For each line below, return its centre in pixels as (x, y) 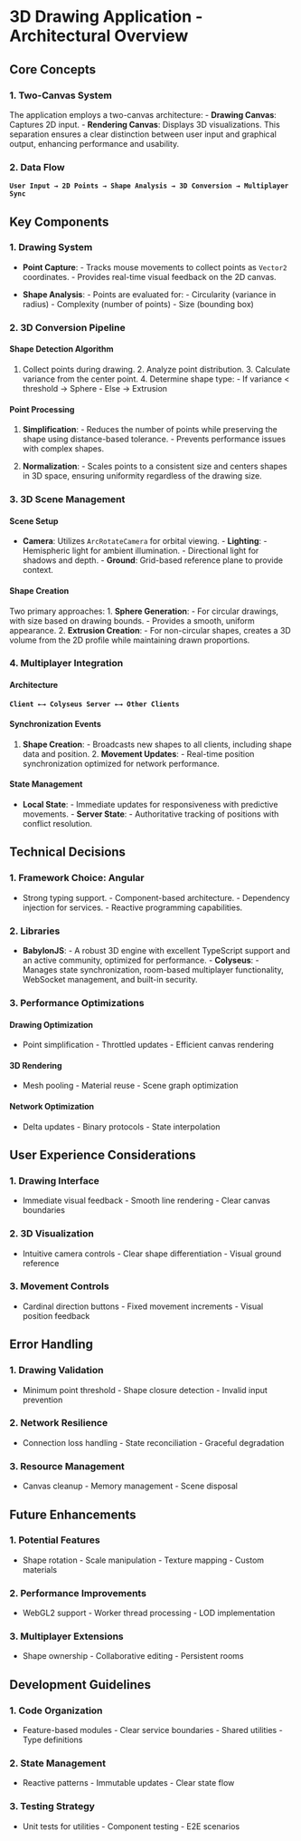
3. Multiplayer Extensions (66, 1636)
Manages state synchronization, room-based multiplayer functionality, (153, 970)
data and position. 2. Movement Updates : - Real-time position (138, 753)
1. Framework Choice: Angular (77, 878)
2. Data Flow (37, 167)
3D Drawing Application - (106, 17)
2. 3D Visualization (52, 1234)
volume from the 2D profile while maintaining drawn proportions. (130, 640)
